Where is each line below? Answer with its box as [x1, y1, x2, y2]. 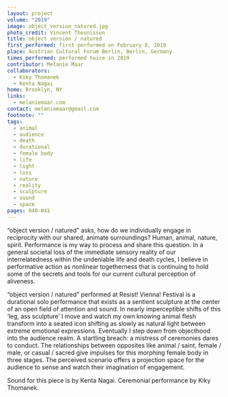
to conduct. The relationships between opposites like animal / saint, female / [7, 341, 222, 349]
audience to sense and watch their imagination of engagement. [7, 363, 185, 371]
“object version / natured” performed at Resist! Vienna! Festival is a [7, 290, 196, 298]
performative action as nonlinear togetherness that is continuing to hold [7, 262, 209, 270]
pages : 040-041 [7, 207, 51, 214]
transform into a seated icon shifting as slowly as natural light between [7, 319, 206, 327]
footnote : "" [7, 112, 44, 118]
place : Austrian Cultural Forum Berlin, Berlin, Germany [7, 49, 173, 55]
